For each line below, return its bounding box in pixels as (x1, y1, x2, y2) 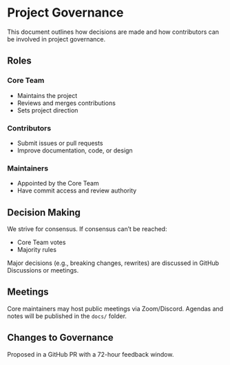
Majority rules (17, 246, 57, 254)
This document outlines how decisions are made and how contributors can (7, 28, 219, 36)
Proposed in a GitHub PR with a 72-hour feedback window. (7, 350, 174, 358)
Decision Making (7, 206, 81, 218)
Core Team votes (17, 238, 66, 246)
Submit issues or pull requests (17, 139, 103, 147)
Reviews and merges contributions (17, 99, 116, 107)
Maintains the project (17, 91, 78, 99)
